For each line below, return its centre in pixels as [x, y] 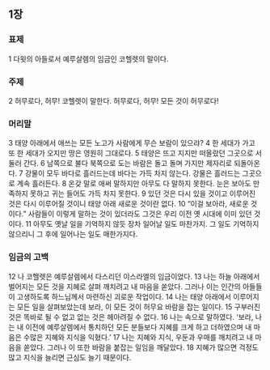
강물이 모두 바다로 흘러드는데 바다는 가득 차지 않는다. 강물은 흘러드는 [133, 173]
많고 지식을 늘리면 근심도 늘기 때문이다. [70, 357]
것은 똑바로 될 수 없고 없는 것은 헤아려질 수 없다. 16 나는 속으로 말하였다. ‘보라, [131, 317]
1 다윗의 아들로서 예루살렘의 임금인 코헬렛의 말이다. [89, 58]
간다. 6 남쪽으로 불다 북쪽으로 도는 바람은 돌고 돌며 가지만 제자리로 [128, 164]
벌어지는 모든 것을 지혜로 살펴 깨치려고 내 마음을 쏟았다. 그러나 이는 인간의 [124, 287]
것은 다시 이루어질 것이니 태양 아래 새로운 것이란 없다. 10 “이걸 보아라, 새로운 [129, 204]
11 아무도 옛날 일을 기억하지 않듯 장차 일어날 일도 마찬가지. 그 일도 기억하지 [142, 224]
